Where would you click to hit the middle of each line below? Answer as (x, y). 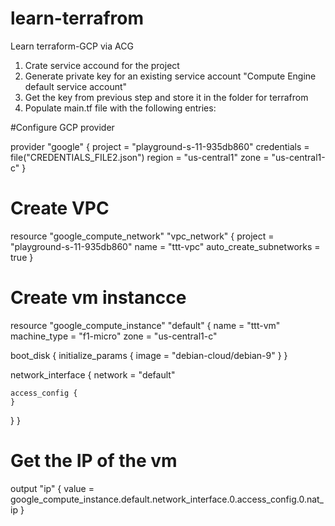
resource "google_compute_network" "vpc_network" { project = (142, 236)
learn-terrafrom (77, 18)
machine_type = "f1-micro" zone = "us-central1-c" (114, 336)
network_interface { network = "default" (93, 374)
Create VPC (60, 208)
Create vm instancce (98, 298)
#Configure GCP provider (62, 127)
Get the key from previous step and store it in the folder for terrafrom (166, 97)
